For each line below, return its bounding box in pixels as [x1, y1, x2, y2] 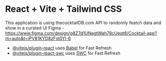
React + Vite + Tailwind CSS [5, 3, 122, 15]
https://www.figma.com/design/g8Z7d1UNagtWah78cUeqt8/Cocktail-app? [5, 30, 157, 36]
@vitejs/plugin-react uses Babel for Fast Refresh [12, 45, 112, 51]
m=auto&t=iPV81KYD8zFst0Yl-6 [5, 35, 71, 41]
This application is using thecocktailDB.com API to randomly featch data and [5, 20, 162, 26]
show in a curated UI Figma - [5, 25, 64, 30]
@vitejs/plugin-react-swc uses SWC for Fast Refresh [12, 50, 120, 56]
